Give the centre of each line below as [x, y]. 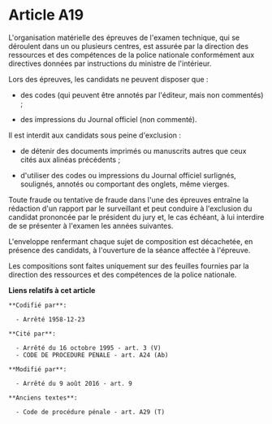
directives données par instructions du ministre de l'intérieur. [110, 63]
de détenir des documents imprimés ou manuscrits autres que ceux [133, 151]
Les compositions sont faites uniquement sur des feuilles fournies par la [129, 265]
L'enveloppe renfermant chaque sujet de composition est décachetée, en [131, 241]
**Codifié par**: [38, 305]
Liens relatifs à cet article [52, 290]
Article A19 [46, 15]
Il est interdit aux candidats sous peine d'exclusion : [95, 135]
